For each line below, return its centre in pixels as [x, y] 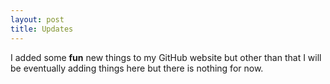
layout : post [37, 19]
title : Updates [42, 29]
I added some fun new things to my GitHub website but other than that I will [166, 57]
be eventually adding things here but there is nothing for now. [137, 68]
